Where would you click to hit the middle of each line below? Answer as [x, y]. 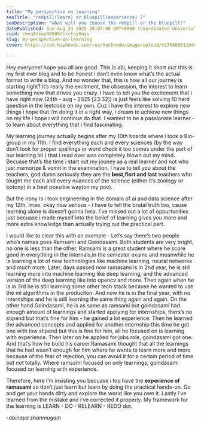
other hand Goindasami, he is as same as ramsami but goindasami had [93, 305]
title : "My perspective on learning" [53, 12]
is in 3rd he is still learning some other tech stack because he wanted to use [100, 286]
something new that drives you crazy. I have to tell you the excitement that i [99, 93]
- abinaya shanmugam [34, 417]
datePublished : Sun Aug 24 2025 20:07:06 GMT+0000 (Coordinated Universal [101, 28]
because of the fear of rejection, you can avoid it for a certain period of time [100, 356]
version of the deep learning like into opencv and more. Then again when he [100, 280]
